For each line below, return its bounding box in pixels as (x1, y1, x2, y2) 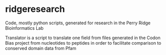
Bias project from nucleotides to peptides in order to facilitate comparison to (5, 40, 162, 46)
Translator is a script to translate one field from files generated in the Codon (5, 35, 161, 41)
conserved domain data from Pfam (5, 45, 77, 51)
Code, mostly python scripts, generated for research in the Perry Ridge (5, 20, 151, 26)
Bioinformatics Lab (5, 25, 44, 31)
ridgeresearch (5, 3, 66, 15)
